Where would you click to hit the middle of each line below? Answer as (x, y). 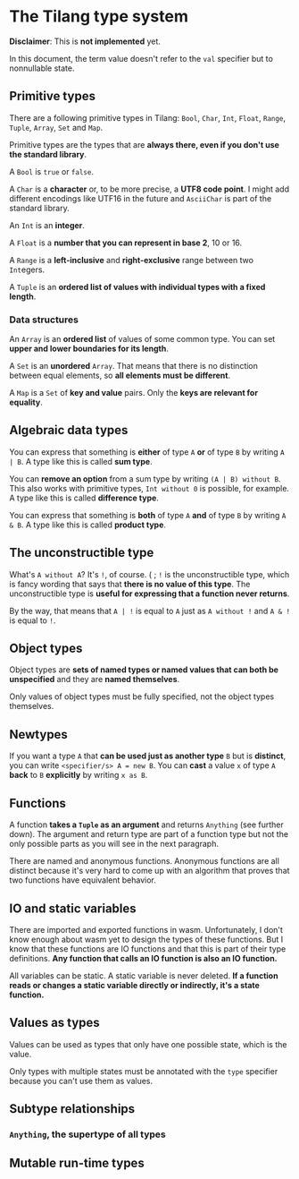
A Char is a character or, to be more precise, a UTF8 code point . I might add (149, 189)
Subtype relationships (72, 1109)
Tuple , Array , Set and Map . (56, 127)
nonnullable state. (42, 68)
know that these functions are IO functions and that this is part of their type (148, 948)
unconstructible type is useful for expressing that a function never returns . (149, 594)
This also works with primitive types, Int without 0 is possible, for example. (149, 488)
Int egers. (27, 269)
